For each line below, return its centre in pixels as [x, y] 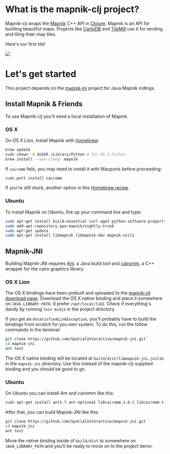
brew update [18, 150]
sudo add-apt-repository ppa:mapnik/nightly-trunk [60, 226]
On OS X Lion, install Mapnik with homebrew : [52, 140]
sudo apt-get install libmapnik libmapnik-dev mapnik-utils [70, 235]
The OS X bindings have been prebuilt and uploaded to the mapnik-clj [78, 293]
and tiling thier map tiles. [31, 34]
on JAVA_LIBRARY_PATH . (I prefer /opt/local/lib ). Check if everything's [78, 304]
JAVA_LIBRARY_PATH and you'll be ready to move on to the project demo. [79, 446]
